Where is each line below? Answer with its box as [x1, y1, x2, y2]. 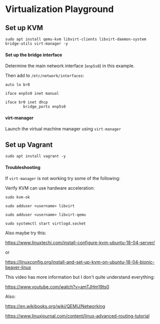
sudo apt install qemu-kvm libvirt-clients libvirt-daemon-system [5, 37, 146, 42]
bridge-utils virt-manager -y [5, 41, 68, 46]
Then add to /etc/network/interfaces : [5, 73, 84, 79]
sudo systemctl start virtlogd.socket [5, 221, 86, 226]
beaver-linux [5, 264, 31, 270]
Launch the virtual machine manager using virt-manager [5, 126, 121, 132]
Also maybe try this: [5, 230, 46, 236]
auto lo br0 [5, 82, 30, 87]
